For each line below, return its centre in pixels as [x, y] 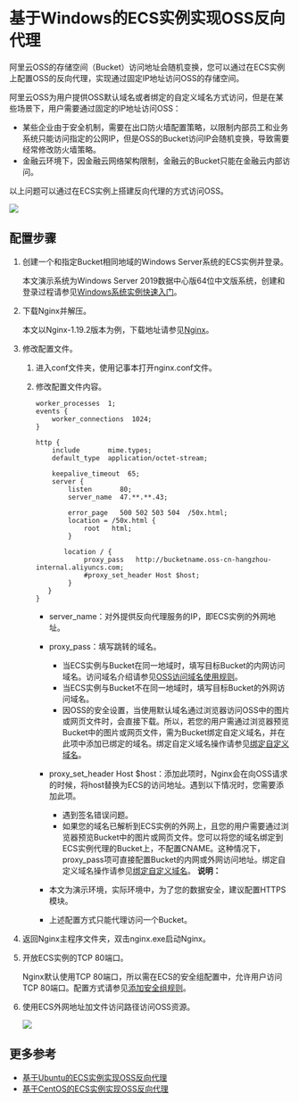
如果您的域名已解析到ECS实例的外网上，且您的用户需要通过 [171, 825]
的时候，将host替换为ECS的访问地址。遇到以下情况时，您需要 [162, 784]
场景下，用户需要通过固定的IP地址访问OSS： [99, 108]
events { [52, 411]
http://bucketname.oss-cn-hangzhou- [203, 559]
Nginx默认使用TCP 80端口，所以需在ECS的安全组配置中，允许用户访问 [152, 976]
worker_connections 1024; [102, 419]
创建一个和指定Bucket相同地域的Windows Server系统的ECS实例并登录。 [155, 261]
